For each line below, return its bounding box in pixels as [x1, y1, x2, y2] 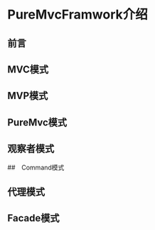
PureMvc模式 [7, 116, 68, 128]
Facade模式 [7, 212, 60, 224]
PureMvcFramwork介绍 [7, 6, 148, 23]
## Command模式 [7, 163, 65, 172]
